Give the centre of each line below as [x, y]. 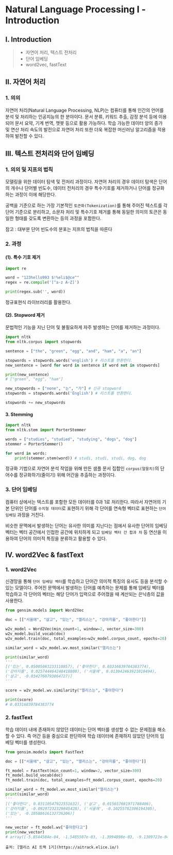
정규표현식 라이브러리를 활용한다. [39, 302]
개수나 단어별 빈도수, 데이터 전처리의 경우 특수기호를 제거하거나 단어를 [81, 188]
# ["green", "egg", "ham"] [34, 379]
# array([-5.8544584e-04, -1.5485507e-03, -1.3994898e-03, [70, 837]
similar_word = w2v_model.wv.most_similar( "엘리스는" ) [63, 648]
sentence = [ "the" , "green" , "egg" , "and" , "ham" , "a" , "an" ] [73, 351]
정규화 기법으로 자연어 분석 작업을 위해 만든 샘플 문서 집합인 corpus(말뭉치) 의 [82, 469]
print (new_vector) [25, 832]
